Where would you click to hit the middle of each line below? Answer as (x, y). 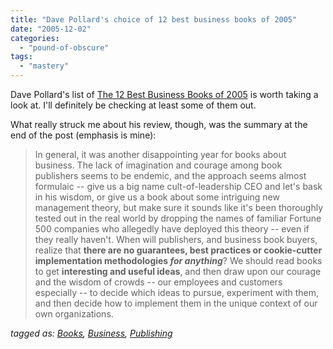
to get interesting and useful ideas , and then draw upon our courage (178, 271)
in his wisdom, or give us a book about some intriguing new (157, 197)
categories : (35, 38)
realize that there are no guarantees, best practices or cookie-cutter (178, 250)
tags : (21, 57)
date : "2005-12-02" (51, 29)
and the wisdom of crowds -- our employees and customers (158, 282)
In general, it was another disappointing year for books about (160, 154)
